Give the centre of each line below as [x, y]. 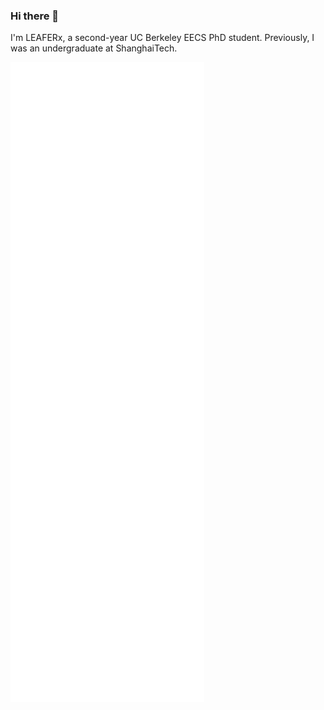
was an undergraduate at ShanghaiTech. [94, 48]
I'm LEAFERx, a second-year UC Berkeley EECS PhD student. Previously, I [162, 38]
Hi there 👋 [35, 16]
